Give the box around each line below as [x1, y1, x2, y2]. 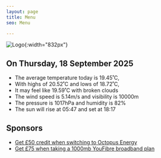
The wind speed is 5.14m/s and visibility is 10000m [14, 93, 139, 100]
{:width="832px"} [24, 41, 68, 48]
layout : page [6, 8, 39, 15]
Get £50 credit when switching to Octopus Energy [14, 139, 138, 146]
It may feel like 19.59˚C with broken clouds [14, 87, 119, 94]
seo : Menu [6, 20, 31, 26]
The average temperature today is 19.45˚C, [14, 74, 120, 81]
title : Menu [6, 14, 36, 20]
